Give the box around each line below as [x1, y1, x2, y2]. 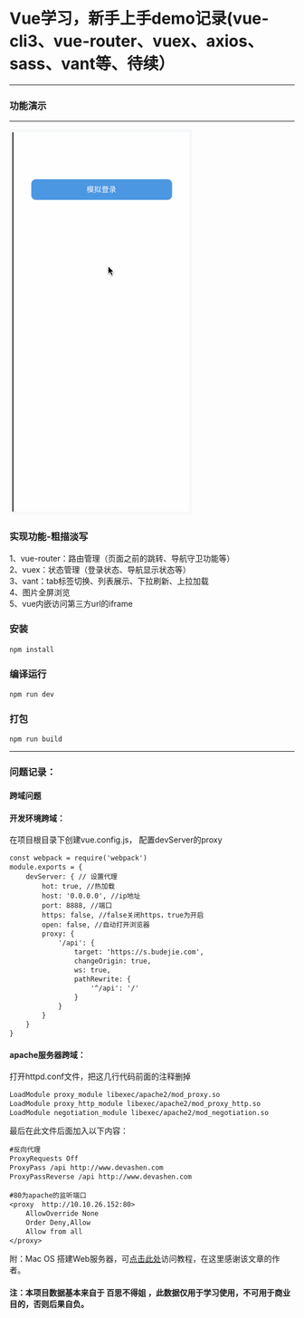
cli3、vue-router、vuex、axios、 [9, 31, 264, 52]
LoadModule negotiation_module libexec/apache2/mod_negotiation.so [9, 1109, 270, 1118]
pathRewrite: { [73, 975, 131, 984]
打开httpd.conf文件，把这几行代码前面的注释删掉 [9, 1071, 192, 1082]
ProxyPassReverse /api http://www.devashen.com [9, 1172, 193, 1182]
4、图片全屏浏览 [9, 586, 71, 598]
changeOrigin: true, [73, 957, 152, 966]
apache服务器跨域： [9, 1049, 86, 1060]
